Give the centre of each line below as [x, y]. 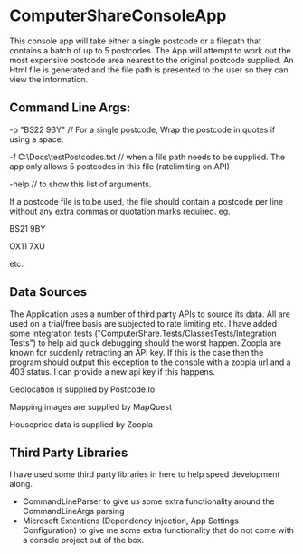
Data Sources [48, 292]
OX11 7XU [27, 246]
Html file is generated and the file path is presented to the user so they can [149, 70]
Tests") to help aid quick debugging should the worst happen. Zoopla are [146, 343]
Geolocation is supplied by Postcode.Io [82, 389]
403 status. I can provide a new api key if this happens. [112, 371]
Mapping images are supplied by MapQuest [90, 406]
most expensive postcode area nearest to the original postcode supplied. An [151, 60]
